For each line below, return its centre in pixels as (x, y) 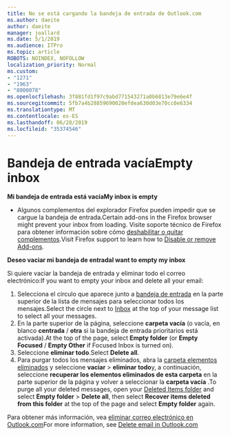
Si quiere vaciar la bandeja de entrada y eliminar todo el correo (96, 274)
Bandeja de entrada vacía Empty (100, 163)
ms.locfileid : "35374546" (44, 129)
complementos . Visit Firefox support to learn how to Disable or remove (116, 239)
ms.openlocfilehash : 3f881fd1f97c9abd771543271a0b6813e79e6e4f (100, 97)
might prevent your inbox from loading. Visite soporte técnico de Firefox (119, 225)
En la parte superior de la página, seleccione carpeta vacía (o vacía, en (118, 323)
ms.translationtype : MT (41, 110)
